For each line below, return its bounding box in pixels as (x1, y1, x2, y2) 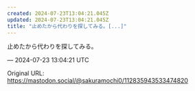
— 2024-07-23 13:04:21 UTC (7, 56, 89, 64)
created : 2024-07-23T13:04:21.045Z (7, 10, 109, 17)
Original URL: (7, 69, 45, 77)
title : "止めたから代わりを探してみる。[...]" (7, 23, 127, 29)
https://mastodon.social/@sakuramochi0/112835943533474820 (7, 77, 189, 85)
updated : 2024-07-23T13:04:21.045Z (7, 16, 109, 23)
